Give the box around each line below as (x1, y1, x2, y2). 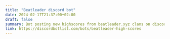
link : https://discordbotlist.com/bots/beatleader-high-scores (5, 26, 142, 31)
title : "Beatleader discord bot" (5, 7, 76, 13)
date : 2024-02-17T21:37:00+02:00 (5, 12, 76, 17)
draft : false (5, 17, 33, 22)
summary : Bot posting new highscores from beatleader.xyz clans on (5, 21, 151, 27)
